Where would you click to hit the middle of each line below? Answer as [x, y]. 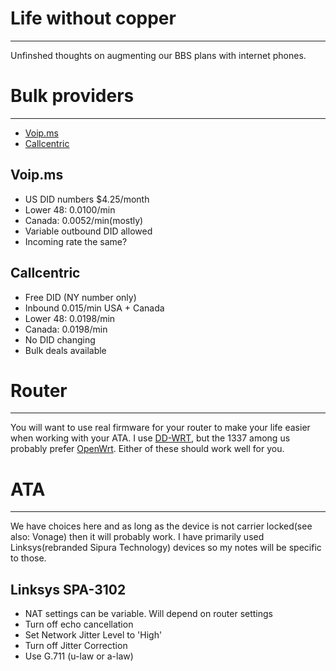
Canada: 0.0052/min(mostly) [84, 220]
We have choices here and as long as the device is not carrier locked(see [161, 526]
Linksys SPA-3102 [68, 589]
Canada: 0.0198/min [66, 329]
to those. [28, 558]
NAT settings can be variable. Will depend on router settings [149, 614]
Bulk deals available [65, 350]
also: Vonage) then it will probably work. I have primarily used [137, 537]
